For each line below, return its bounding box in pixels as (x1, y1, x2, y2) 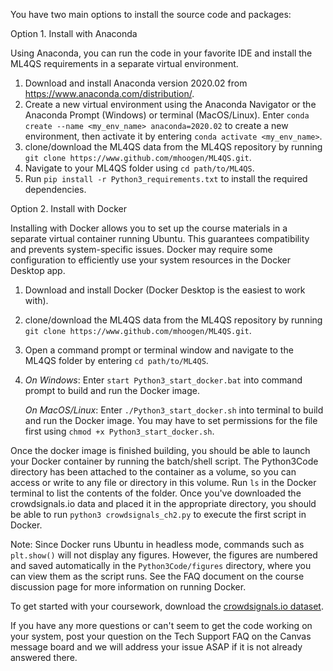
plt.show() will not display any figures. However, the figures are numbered (10, 549, 318, 561)
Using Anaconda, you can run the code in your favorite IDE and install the (10, 47, 313, 59)
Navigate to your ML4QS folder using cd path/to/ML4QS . (24, 162, 255, 174)
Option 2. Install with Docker (10, 203, 127, 214)
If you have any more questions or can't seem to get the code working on (10, 620, 313, 631)
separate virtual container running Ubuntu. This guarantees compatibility (10, 233, 310, 244)
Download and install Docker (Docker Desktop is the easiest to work (24, 284, 306, 296)
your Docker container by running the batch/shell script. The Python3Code (10, 455, 319, 467)
